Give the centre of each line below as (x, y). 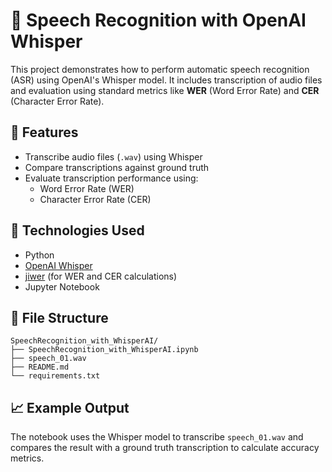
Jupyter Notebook (62, 286)
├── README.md (40, 367)
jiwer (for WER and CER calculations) (101, 276)
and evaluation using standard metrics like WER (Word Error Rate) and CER (165, 90)
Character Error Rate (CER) (95, 199)
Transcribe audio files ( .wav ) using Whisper (113, 156)
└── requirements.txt (55, 376)
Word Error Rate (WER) (87, 188)
